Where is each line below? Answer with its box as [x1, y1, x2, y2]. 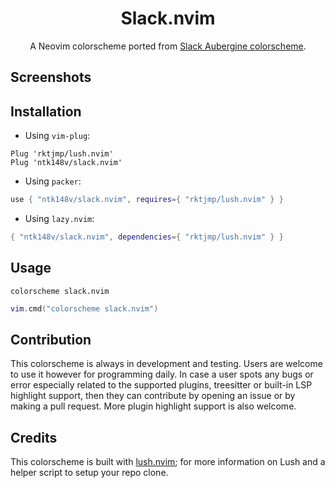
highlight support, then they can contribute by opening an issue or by [10, 390, 296, 402]
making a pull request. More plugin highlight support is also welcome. [10, 400, 297, 412]
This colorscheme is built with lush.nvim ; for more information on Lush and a [10, 456, 326, 468]
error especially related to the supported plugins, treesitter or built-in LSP [10, 379, 313, 391]
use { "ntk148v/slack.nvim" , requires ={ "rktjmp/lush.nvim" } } [10, 195, 284, 205]
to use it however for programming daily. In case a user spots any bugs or [10, 368, 314, 381]
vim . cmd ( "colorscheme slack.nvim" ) [10, 303, 159, 314]
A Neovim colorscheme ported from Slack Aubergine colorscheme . [29, 40, 307, 52]
